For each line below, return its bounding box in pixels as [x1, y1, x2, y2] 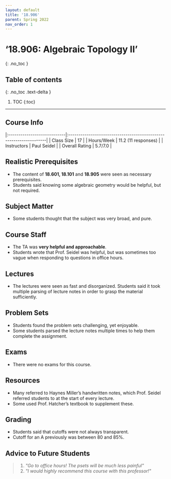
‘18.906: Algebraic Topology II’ [5, 44, 138, 55]
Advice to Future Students [5, 449, 90, 458]
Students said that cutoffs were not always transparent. [12, 429, 129, 435]
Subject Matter [5, 202, 54, 211]
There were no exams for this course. [12, 361, 92, 367]
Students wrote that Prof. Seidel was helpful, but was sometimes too [12, 249, 156, 256]
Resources [5, 376, 40, 385]
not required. [12, 187, 40, 193]
